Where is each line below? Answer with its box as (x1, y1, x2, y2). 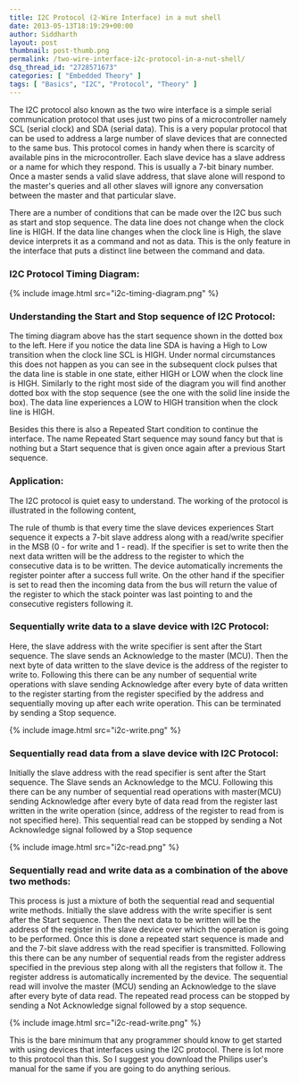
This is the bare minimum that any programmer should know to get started (9, 1035, 283, 1045)
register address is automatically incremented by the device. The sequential (9, 972, 288, 983)
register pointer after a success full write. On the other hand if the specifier (9, 569, 285, 580)
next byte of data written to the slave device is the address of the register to (9, 660, 288, 670)
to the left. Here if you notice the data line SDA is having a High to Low (9, 340, 268, 351)
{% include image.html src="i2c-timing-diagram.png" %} (9, 287, 220, 298)
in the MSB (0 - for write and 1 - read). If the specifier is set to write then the (9, 541, 289, 551)
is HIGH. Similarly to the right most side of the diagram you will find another (9, 378, 287, 389)
